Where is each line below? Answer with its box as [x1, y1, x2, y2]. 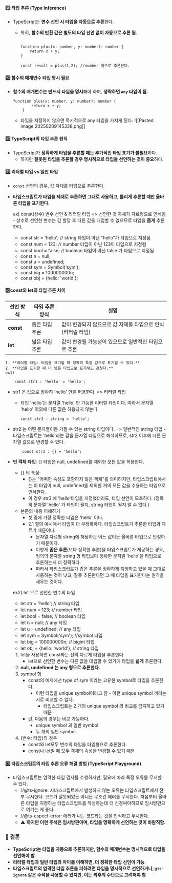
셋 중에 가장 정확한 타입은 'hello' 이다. [28, 514, 104, 520]
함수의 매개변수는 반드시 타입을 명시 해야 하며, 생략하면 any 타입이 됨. [12, 89, 148, 95]
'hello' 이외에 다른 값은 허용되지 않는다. [20, 406, 99, 412]
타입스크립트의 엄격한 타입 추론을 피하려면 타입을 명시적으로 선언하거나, [12, 865, 154, 871]
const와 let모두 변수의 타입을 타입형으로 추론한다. [28, 741, 127, 748]
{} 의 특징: [20, 470, 41, 476]
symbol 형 [20, 671, 42, 677]
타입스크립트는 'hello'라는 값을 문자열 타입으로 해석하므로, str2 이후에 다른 [12, 432, 161, 438]
